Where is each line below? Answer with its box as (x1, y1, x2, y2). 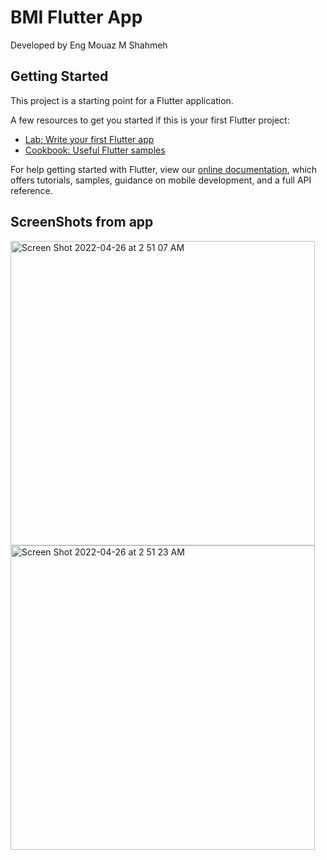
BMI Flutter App (10, 6, 143, 29)
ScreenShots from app (10, 214, 154, 231)
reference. (10, 184, 53, 196)
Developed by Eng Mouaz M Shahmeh (10, 39, 168, 51)
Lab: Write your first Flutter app (24, 133, 155, 145)
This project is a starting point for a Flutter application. (10, 94, 234, 106)
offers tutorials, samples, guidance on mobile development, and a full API (10, 174, 312, 186)
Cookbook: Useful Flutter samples (24, 144, 166, 156)
